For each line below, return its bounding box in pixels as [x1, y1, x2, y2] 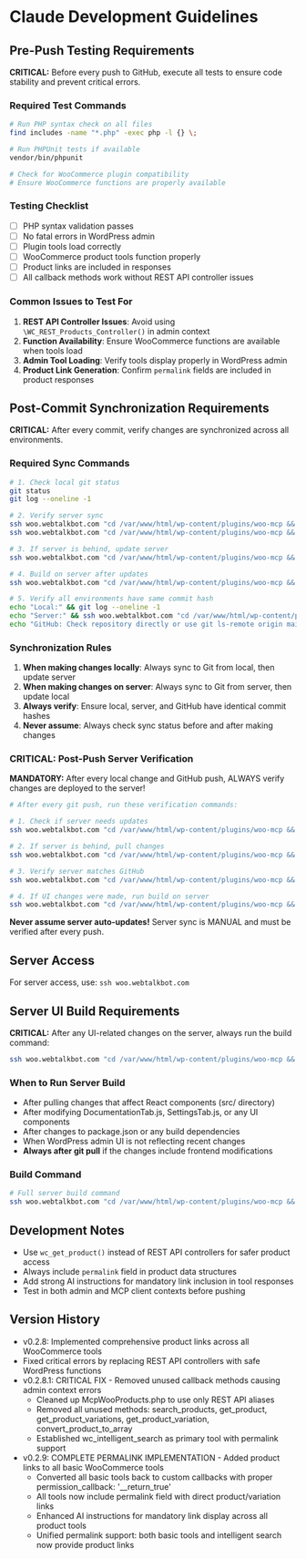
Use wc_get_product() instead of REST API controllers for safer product [22, 1246, 291, 1257]
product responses [22, 374, 94, 385]
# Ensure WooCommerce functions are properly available [9, 178, 226, 188]
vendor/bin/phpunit [9, 153, 84, 162]
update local [22, 691, 70, 703]
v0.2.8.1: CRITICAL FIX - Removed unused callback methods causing [22, 1374, 280, 1386]
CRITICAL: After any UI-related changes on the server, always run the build [9, 1027, 292, 1038]
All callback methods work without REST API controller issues [22, 272, 254, 283]
